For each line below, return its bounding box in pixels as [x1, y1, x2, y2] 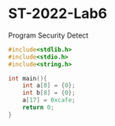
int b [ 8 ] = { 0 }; [22, 89, 76, 97]
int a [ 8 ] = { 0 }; [22, 81, 76, 90]
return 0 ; [22, 103, 55, 112]
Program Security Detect [8, 31, 89, 40]
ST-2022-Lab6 [8, 5, 108, 23]
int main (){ [8, 74, 47, 82]
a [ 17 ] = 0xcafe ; [22, 96, 76, 104]
